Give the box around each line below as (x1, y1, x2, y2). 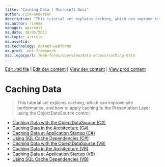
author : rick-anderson (5, 12, 52, 17)
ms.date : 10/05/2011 (5, 30, 48, 35)
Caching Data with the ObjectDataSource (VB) (12, 140, 106, 146)
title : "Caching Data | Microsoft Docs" (5, 7, 89, 12)
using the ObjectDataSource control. (17, 110, 91, 116)
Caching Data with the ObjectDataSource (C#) (12, 120, 106, 126)
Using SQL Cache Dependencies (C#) (12, 136, 89, 141)
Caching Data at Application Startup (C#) (12, 130, 95, 136)
